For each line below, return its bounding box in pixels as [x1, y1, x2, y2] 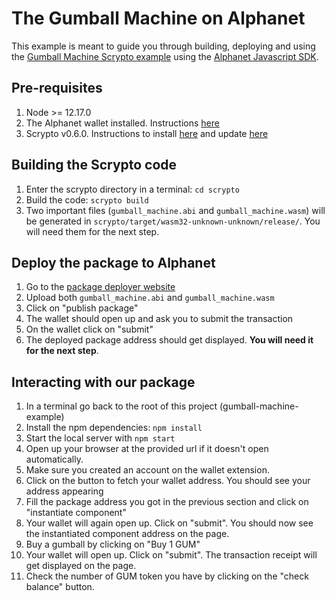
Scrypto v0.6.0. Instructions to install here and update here [25, 127, 269, 139]
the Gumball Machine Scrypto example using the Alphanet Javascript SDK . [11, 50, 319, 62]
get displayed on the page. [25, 560, 137, 572]
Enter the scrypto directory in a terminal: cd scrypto [25, 183, 240, 195]
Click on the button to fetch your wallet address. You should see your [25, 475, 311, 487]
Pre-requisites [11, 80, 103, 97]
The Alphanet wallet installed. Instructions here [25, 117, 220, 129]
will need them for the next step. [25, 225, 160, 237]
